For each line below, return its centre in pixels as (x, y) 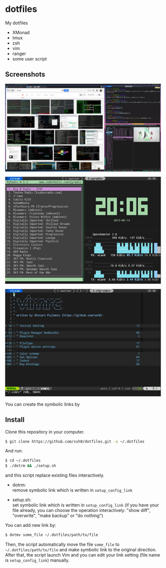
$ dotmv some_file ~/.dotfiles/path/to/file (52, 535)
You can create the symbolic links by (42, 404)
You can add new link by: (31, 525)
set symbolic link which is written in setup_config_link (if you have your (85, 505)
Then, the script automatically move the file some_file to (62, 545)
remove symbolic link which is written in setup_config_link (72, 490)
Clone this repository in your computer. (45, 432)
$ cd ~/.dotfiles (23, 461)
